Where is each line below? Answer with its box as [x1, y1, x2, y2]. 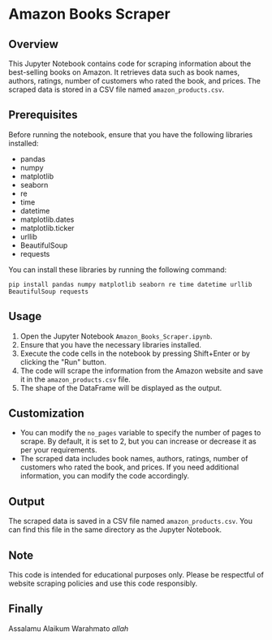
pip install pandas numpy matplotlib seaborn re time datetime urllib [8, 280, 253, 288]
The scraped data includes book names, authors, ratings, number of [19, 454, 248, 464]
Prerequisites [8, 108, 78, 122]
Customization [8, 407, 85, 421]
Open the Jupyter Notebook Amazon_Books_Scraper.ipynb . [19, 331, 213, 341]
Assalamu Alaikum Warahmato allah [8, 623, 129, 634]
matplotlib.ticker [19, 223, 75, 232]
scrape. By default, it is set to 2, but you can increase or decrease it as [19, 436, 257, 447]
